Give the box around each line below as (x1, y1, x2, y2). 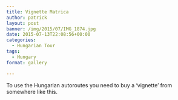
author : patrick (6, 15, 47, 21)
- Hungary (12, 54, 36, 60)
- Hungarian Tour (12, 43, 56, 49)
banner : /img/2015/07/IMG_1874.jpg (6, 25, 96, 32)
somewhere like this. (6, 88, 58, 95)
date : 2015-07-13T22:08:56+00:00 (6, 32, 91, 38)
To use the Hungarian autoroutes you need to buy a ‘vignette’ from (6, 81, 173, 88)
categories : (6, 37, 36, 43)
